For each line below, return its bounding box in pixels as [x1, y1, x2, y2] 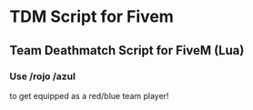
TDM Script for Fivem [9, 6, 175, 27]
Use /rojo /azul [9, 70, 76, 83]
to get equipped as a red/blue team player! [9, 90, 169, 101]
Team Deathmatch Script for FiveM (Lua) [9, 43, 245, 58]
